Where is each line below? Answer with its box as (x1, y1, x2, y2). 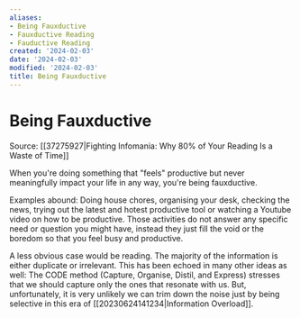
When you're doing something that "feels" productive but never (9, 168, 245, 178)
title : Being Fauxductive (9, 72, 106, 81)
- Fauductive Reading (9, 38, 91, 48)
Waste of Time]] (9, 150, 69, 160)
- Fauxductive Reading (9, 30, 95, 39)
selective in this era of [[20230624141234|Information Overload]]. (9, 298, 254, 309)
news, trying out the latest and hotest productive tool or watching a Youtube (9, 204, 292, 214)
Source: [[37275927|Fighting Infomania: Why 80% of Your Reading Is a (9, 141, 273, 151)
